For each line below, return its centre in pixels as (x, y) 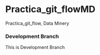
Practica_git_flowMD (51, 9)
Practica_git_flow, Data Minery (37, 23)
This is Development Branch (35, 47)
